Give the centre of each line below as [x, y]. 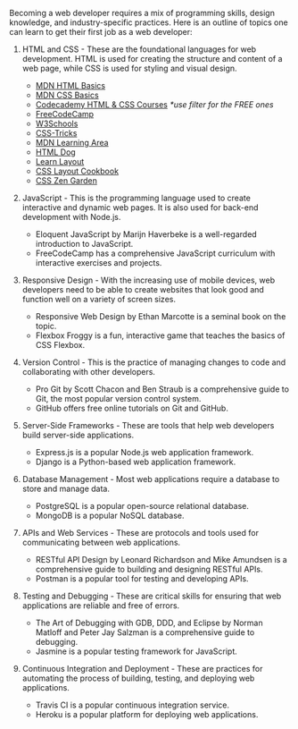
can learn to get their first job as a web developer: [101, 32]
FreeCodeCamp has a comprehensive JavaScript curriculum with [155, 253]
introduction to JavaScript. [84, 244]
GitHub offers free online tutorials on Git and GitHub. [132, 408]
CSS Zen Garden [66, 181]
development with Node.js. [71, 217]
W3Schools [57, 123]
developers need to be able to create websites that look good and [143, 289]
